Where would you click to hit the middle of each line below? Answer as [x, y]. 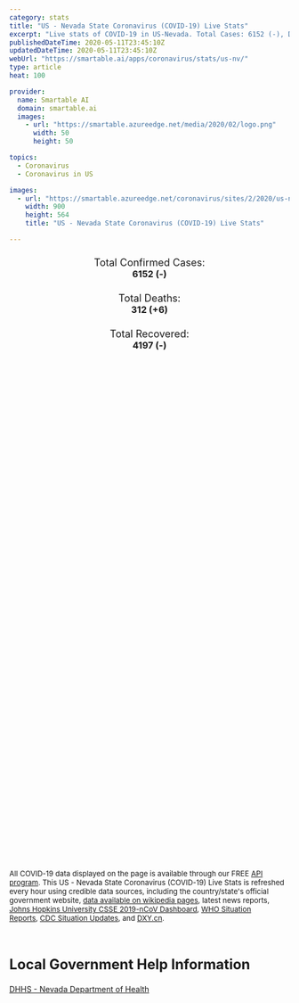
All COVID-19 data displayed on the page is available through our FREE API [136, 874]
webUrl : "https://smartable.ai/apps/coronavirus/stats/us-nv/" [129, 59]
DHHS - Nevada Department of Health [79, 989]
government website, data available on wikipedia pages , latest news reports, [139, 900]
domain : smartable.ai [57, 108]
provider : [28, 91]
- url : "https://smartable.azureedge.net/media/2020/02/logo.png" [151, 125]
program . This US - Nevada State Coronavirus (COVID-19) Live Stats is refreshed [147, 883]
